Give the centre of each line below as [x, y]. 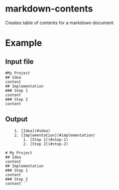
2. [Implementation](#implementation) [55, 135]
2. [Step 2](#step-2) [46, 144]
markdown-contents [49, 9]
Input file [20, 62]
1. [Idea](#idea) [32, 131]
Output [16, 119]
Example [24, 43]
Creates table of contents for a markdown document [59, 23]
